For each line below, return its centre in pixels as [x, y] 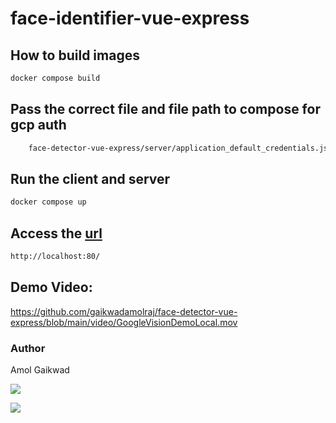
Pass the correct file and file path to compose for [165, 109]
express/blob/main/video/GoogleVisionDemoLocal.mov [124, 322]
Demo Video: [51, 287]
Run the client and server [90, 178]
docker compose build [55, 78]
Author [28, 348]
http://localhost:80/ [55, 257]
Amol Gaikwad [40, 370]
